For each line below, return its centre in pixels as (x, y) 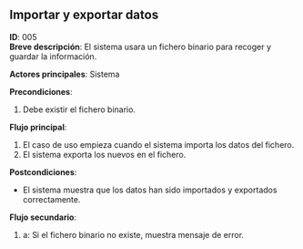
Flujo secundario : (43, 217)
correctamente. (51, 199)
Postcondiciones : (43, 171)
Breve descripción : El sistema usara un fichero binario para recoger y (140, 47)
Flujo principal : (38, 127)
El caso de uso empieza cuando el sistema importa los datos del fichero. (158, 144)
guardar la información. (53, 56)
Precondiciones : (41, 91)
